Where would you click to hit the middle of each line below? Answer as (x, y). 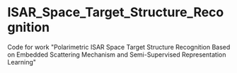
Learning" (22, 62)
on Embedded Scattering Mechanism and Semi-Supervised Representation (117, 55)
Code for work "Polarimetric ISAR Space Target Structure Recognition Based (119, 47)
